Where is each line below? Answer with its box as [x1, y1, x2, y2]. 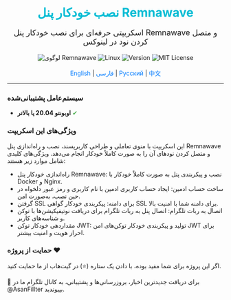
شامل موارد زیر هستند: [7, 157, 66, 165]
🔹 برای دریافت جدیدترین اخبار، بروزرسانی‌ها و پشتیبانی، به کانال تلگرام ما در [7, 277, 200, 286]
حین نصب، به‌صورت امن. [16, 192, 81, 200]
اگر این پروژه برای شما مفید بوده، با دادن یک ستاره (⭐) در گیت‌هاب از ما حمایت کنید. [7, 261, 221, 270]
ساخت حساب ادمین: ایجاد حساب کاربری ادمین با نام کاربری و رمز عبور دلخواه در [16, 184, 223, 192]
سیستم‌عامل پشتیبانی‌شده [7, 93, 84, 103]
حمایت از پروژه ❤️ [7, 246, 60, 255]
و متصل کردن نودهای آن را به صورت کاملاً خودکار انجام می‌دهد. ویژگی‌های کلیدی [7, 149, 211, 157]
